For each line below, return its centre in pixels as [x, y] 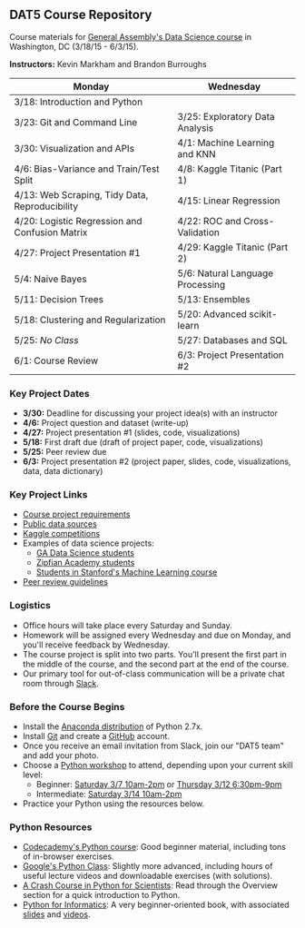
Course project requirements [76, 514]
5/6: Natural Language [226, 273]
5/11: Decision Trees [59, 299]
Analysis [196, 128]
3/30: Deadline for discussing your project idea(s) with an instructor [150, 413]
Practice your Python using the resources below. [113, 804]
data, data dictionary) [63, 471]
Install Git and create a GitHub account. [96, 736]
